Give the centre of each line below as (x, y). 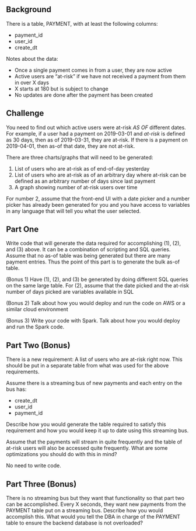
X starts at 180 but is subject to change (62, 88)
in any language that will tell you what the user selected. (73, 211)
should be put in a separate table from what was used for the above (87, 366)
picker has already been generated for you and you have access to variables (98, 204)
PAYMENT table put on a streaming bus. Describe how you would (85, 511)
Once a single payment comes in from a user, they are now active (93, 70)
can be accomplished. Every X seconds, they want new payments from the (96, 504)
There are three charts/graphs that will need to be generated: (80, 157)
